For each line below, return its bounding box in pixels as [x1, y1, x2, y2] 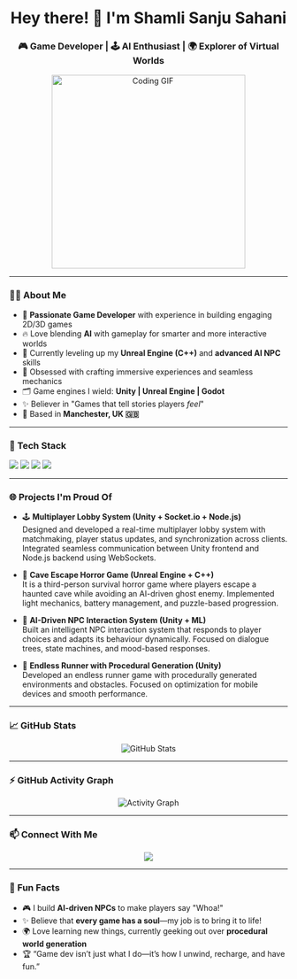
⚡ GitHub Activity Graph [9, 774, 114, 786]
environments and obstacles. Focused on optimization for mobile [21, 679, 259, 690]
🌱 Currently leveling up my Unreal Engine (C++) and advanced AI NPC [21, 347, 281, 358]
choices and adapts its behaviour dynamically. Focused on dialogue [21, 634, 270, 644]
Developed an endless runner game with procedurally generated [21, 670, 258, 681]
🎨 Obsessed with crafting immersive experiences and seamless [21, 366, 254, 377]
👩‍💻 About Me [9, 289, 66, 302]
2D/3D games [21, 319, 72, 329]
